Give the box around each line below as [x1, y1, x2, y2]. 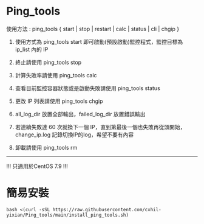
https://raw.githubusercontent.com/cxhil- [52, 206, 162, 212]
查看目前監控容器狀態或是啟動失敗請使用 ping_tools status [15, 84, 161, 92]
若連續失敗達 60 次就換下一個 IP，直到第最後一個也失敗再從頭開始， [15, 123, 186, 130]
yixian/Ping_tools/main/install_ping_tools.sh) [6, 212, 129, 218]
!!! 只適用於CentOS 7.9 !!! [6, 163, 68, 170]
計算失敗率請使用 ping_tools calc [15, 71, 97, 79]
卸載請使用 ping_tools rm [15, 144, 78, 151]
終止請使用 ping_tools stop [15, 58, 82, 66]
